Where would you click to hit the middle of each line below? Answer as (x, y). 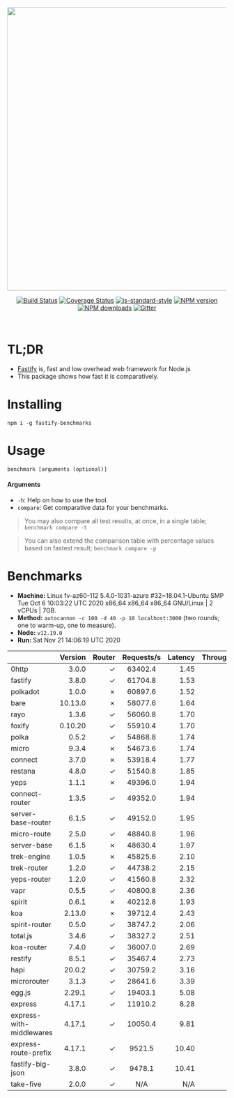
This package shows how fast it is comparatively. (88, 376)
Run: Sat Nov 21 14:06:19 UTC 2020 (69, 640)
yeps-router (31, 879)
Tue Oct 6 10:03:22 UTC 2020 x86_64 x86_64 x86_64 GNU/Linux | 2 (115, 603)
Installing (35, 405)
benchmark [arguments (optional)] (57, 469)
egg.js (21, 992)
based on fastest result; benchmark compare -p (90, 548)
